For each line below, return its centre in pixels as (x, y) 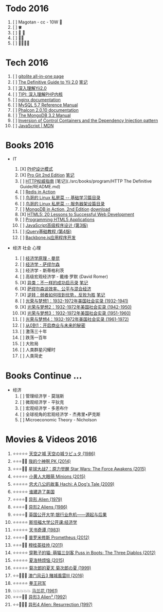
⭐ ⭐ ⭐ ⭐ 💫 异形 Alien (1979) (37, 499)
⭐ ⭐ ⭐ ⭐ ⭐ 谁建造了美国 (34, 492)
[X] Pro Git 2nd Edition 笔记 (47, 175)
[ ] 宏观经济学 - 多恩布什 (44, 408)
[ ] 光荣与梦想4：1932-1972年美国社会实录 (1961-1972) (74, 319)
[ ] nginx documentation (37, 99)
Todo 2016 (27, 9)
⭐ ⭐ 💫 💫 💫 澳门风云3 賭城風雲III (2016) (48, 575)
